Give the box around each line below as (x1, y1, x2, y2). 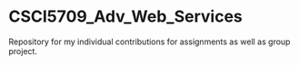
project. (8, 45, 38, 56)
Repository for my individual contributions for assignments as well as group (8, 36, 291, 47)
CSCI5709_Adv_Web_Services (8, 6, 243, 27)
